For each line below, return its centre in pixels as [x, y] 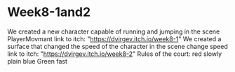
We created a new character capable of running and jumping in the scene [114, 31]
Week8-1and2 [49, 12]
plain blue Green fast [38, 61]
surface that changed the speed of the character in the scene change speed [117, 46]
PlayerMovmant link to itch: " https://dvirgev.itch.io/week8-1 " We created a [114, 38]
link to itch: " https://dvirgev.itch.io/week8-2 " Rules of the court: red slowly [115, 54]
